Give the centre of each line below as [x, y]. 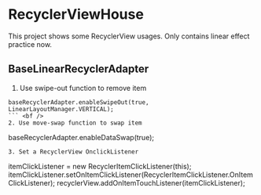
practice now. [30, 44]
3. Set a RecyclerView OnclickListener [74, 152]
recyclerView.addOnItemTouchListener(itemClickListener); [151, 182]
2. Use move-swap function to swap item [75, 123]
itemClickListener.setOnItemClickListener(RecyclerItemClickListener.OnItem [131, 175]
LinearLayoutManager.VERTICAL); [61, 109]
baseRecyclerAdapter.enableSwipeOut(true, [79, 102]
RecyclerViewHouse [76, 14]
